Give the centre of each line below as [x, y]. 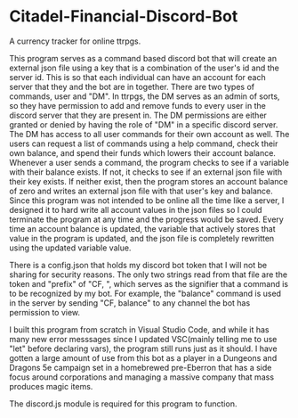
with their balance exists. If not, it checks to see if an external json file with [146, 172]
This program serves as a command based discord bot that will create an [143, 58]
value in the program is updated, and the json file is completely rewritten [142, 238]
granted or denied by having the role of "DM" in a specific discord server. [144, 124]
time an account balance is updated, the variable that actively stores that [142, 228]
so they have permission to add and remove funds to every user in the [138, 105]
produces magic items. [51, 386]
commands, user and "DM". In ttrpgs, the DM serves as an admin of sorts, [145, 96]
